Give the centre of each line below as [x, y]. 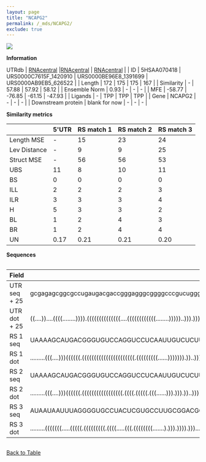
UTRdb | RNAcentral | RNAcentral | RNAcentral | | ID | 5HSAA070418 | [93, 70]
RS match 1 [95, 129]
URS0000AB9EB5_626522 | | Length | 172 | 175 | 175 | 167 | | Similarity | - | [100, 83]
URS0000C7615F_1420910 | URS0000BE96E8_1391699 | [77, 77]
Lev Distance [28, 150]
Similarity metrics [30, 115]
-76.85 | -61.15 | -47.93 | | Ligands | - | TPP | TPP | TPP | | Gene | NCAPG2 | [101, 96]
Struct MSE [25, 160]
